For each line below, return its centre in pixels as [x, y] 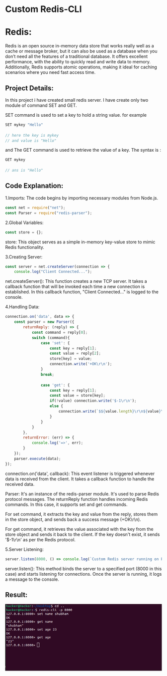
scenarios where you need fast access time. [50, 72]
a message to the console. [32, 579]
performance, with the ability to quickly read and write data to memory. [78, 62]
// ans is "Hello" [24, 171]
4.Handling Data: [22, 307]
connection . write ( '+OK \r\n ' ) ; [81, 364]
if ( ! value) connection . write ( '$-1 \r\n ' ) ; [93, 401]
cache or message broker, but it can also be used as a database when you [81, 51]
